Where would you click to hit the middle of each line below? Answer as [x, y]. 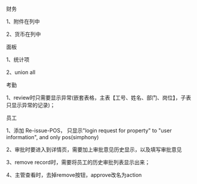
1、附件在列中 [23, 22]
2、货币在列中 [24, 34]
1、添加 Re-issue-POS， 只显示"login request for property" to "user [89, 131]
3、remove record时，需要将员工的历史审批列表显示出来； [78, 162]
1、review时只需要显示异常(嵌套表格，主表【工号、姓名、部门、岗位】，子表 [99, 98]
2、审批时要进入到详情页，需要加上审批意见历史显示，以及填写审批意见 [94, 149]
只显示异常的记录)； [31, 105]
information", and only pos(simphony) [53, 137]
